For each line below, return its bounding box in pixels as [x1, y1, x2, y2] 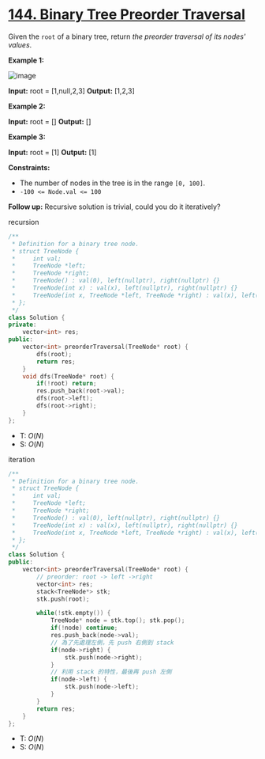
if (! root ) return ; [36, 380, 97, 388]
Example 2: [8, 101, 46, 111]
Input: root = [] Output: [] [8, 116, 91, 126]
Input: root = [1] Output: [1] [8, 147, 97, 157]
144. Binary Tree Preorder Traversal [8, 6, 246, 24]
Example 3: [8, 132, 46, 142]
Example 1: [8, 55, 45, 65]
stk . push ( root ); [36, 595, 90, 603]
